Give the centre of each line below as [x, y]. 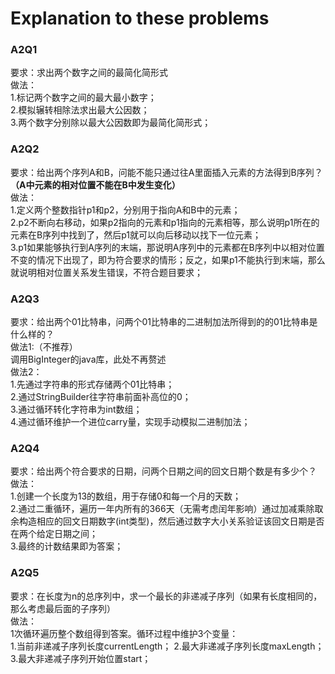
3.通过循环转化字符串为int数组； [76, 409]
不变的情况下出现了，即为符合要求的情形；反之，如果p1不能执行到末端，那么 [168, 259]
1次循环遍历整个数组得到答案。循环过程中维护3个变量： [124, 633]
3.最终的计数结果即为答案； [67, 546]
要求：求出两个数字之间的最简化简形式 [89, 73]
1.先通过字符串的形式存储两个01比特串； [92, 384]
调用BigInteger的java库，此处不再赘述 [88, 359]
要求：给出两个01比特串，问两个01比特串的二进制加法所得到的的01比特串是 [164, 322]
